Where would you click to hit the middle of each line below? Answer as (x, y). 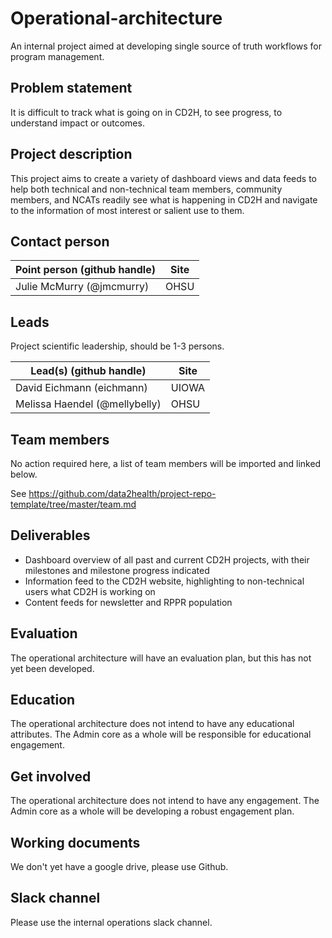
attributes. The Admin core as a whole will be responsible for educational (161, 734)
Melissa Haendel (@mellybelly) (88, 404)
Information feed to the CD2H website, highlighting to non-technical (164, 581)
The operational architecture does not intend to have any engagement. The (165, 801)
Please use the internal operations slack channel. (111, 922)
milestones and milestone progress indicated (117, 570)
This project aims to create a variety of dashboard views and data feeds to (163, 178)
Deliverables (50, 535)
